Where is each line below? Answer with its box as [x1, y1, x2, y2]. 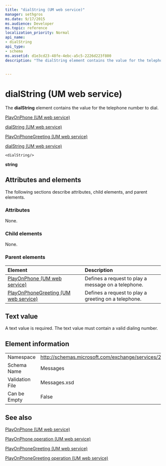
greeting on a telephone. [84, 295, 142, 302]
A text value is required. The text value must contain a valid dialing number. [5, 325, 158, 331]
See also [5, 413, 32, 421]
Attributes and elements [5, 176, 82, 184]
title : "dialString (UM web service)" [5, 7, 85, 12]
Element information [5, 340, 70, 348]
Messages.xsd [40, 379, 74, 386]
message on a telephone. [84, 281, 143, 288]
